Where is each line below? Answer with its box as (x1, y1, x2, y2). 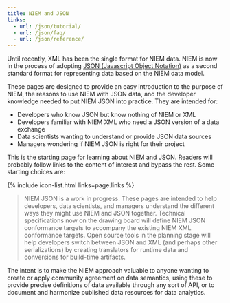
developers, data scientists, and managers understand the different (23, 202, 215, 210)
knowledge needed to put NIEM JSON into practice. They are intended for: (7, 97, 218, 105)
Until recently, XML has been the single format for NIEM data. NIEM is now (7, 54, 218, 63)
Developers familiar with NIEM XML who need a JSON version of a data (16, 118, 220, 126)
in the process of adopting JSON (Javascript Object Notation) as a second (7, 62, 218, 70)
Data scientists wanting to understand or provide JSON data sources (16, 132, 211, 141)
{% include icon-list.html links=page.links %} (7, 181, 135, 189)
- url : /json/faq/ (13, 29, 67, 36)
